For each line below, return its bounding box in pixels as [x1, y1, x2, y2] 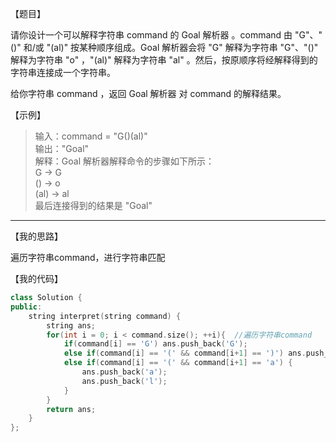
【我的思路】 [10, 230, 63, 242]
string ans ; [46, 320, 97, 331]
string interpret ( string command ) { [28, 311, 182, 321]
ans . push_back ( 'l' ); [81, 376, 168, 386]
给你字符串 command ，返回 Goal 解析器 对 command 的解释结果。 [10, 88, 287, 99]
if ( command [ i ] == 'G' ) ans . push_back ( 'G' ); [63, 339, 248, 349]
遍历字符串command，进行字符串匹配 [10, 252, 166, 263]
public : [10, 302, 43, 312]
